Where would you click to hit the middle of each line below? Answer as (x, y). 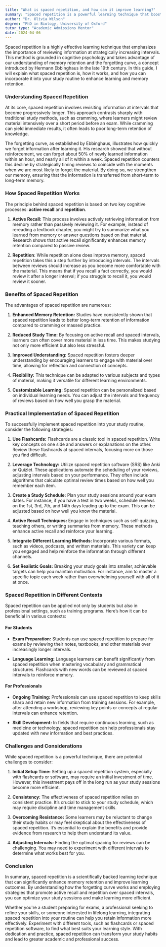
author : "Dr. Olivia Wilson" (35, 19)
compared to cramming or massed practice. (57, 325)
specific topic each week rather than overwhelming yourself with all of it (86, 577)
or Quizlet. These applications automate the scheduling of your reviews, (85, 470)
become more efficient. (36, 788)
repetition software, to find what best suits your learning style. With (74, 929)
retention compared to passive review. (51, 245)
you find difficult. (30, 455)
